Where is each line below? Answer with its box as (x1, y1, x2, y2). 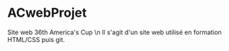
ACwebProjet (7, 5, 87, 21)
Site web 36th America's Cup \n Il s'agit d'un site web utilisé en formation (7, 28, 222, 36)
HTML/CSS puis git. (7, 35, 65, 43)
